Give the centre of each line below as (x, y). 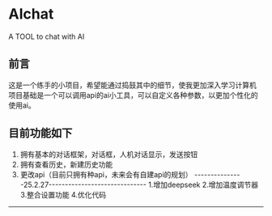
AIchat (31, 14)
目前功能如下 (40, 133)
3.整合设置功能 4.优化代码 (63, 194)
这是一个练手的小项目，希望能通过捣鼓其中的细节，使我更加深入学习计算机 (132, 85)
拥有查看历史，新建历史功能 (66, 164)
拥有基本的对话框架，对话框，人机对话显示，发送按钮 (109, 154)
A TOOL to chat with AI (47, 36)
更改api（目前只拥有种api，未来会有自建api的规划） (106, 174)
